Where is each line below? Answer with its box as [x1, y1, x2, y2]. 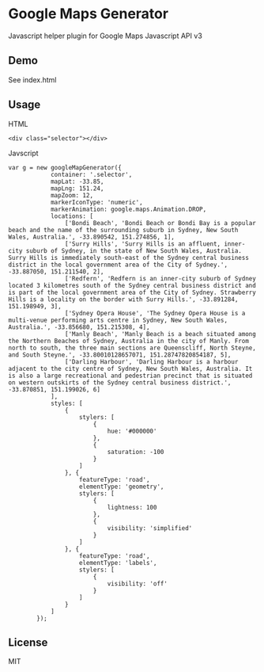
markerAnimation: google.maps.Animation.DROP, [50, 205, 207, 213]
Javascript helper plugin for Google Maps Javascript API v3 [8, 31, 203, 40]
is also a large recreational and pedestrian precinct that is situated [8, 372, 253, 380]
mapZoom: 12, [50, 191, 93, 199]
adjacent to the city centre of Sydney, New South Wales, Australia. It [8, 365, 253, 372]
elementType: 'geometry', [78, 483, 164, 491]
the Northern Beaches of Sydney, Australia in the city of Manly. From [8, 337, 249, 345]
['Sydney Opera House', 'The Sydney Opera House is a [64, 309, 246, 317]
